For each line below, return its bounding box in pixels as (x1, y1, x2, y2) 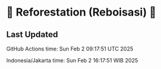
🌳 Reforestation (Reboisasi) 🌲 (6, 5, 157, 19)
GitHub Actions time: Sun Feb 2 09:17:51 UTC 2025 (6, 45, 134, 52)
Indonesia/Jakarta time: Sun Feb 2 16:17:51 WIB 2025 (6, 57, 139, 64)
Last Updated (6, 29, 58, 40)
